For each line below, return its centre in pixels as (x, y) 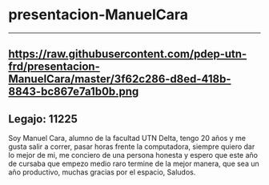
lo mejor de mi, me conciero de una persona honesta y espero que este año (133, 155)
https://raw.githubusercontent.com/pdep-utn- (128, 54)
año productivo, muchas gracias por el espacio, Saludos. (102, 172)
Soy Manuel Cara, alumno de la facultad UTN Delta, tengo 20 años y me (127, 139)
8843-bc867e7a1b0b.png (74, 92)
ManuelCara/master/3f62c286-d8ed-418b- (120, 79)
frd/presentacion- (54, 67)
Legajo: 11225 (43, 119)
